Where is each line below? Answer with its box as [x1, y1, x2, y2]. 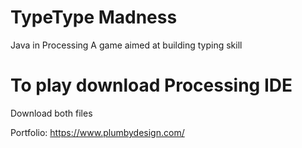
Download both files [10, 107, 93, 119]
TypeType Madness [10, 6, 178, 29]
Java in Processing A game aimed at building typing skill [10, 39, 243, 51]
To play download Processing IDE [10, 74, 293, 97]
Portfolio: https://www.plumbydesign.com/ [10, 126, 185, 138]
